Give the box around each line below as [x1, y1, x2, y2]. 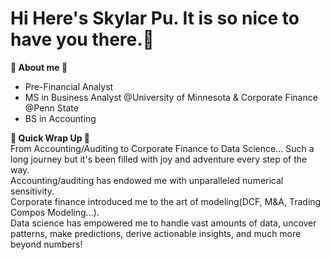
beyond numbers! [10, 238, 83, 250]
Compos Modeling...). [10, 206, 100, 218]
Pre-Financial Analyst [24, 80, 114, 92]
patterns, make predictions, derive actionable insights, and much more [10, 227, 302, 239]
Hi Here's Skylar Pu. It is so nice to [10, 7, 300, 30]
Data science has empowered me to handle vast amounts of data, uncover [10, 217, 317, 229]
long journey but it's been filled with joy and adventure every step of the [10, 153, 308, 165]
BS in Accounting [24, 112, 97, 124]
